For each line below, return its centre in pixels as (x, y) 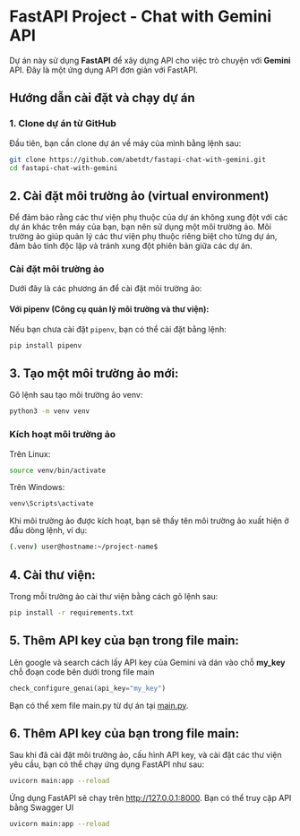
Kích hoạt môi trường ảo (63, 435)
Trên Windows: (37, 487)
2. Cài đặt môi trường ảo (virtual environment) (139, 196)
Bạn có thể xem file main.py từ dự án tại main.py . (99, 705)
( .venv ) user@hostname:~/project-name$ (84, 547)
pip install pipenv (46, 345)
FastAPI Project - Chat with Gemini (141, 17)
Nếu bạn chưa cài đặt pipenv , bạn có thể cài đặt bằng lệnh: (118, 329)
